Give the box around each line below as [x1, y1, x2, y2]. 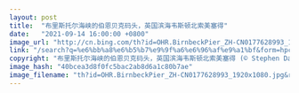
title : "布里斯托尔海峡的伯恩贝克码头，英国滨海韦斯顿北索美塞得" [9, 21, 229, 30]
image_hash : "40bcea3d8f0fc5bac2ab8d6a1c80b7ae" [9, 63, 193, 72]
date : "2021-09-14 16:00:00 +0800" [9, 29, 149, 38]
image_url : [9, 37, 50, 47]
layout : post [9, 12, 58, 22]
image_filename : [9, 71, 69, 80]
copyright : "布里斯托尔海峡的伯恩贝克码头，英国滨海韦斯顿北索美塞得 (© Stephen [9, 54, 280, 63]
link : [9, 46, 29, 55]
